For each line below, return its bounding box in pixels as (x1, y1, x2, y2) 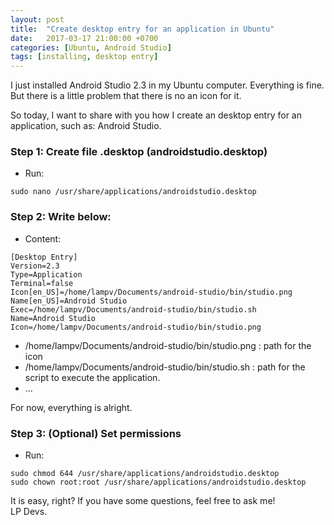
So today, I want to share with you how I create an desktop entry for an (10, 109, 302, 121)
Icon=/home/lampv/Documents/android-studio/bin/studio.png (10, 322, 262, 332)
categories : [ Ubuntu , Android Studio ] (10, 42, 172, 53)
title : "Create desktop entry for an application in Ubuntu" (10, 24, 275, 34)
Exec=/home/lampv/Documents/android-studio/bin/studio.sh (10, 304, 257, 315)
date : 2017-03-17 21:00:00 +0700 (10, 33, 159, 43)
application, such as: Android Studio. (10, 120, 162, 132)
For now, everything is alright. (10, 401, 133, 413)
